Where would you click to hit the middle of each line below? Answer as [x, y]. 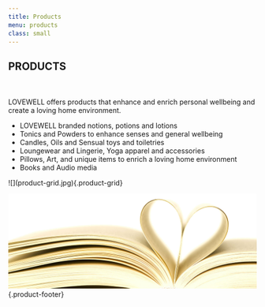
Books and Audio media [58, 168]
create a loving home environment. [65, 110]
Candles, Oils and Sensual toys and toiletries [92, 143]
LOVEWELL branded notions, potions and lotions [98, 125]
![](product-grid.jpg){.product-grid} [66, 183]
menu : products [33, 25]
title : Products [35, 17]
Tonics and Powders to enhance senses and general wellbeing [121, 134]
